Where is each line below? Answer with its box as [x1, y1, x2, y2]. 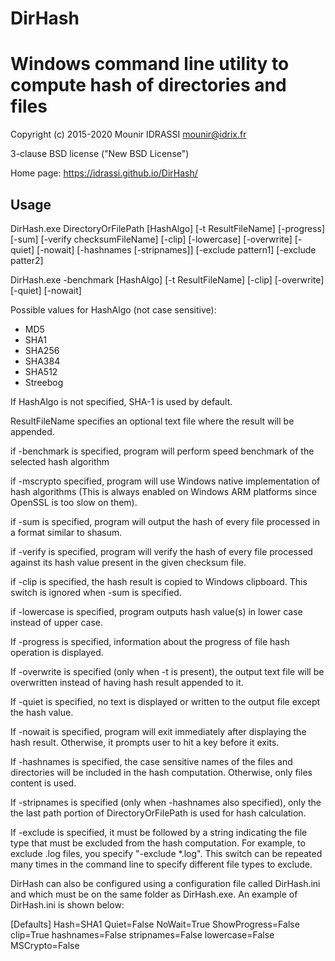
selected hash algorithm [10, 455, 110, 467]
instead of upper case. [10, 616, 104, 628]
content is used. [10, 777, 77, 789]
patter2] [10, 254, 44, 266]
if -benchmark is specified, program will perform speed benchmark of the [10, 445, 315, 457]
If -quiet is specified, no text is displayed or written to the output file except [10, 695, 321, 707]
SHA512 [24, 365, 58, 377]
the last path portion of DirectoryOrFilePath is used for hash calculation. [10, 807, 307, 819]
